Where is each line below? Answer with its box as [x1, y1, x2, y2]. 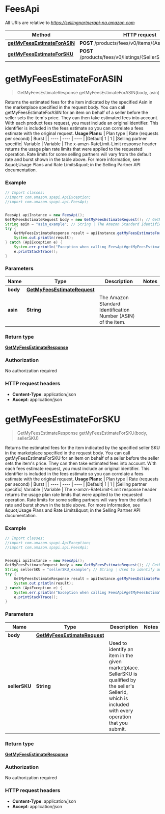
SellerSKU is [109, 670, 137, 677]
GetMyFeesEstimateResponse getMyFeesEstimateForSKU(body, [17, 430, 147, 436]
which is [109, 695, 128, 702]
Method [31, 31, 51, 38]
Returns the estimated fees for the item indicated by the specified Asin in [5, 99, 153, 105]
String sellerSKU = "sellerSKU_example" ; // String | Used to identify [5, 567, 155, 572]
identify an [109, 646, 134, 653]
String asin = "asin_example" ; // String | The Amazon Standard [5, 222, 139, 227]
